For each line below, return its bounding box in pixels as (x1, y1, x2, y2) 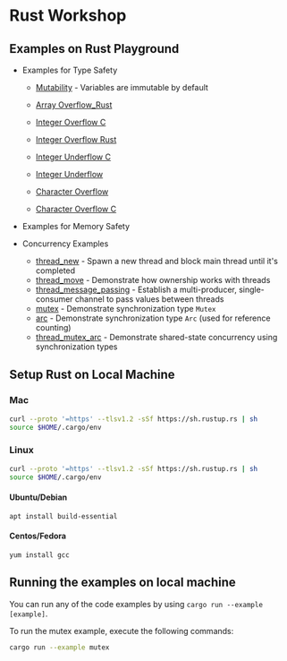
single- (238, 284, 266, 295)
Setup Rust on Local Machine (9, 367, 176, 382)
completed (35, 265, 76, 276)
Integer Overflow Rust (35, 134, 117, 144)
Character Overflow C (35, 203, 117, 214)
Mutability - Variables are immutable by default (35, 82, 208, 92)
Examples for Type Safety (21, 64, 118, 75)
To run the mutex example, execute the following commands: (9, 625, 234, 636)
